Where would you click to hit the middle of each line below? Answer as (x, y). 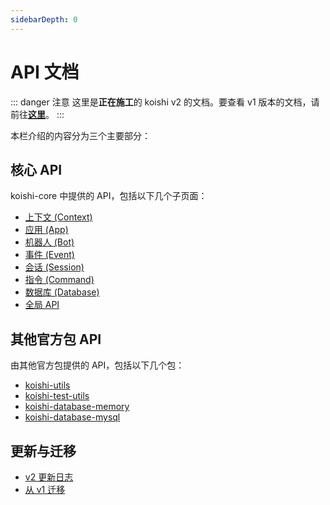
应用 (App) (46, 230)
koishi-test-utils (57, 396)
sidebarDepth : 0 (44, 19)
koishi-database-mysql (72, 417)
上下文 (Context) (58, 217)
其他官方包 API (56, 339)
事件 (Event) (49, 255)
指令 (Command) (59, 280)
